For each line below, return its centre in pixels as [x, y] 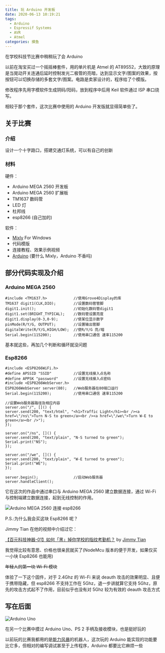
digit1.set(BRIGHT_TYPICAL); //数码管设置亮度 [54, 314]
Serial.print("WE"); [26, 463]
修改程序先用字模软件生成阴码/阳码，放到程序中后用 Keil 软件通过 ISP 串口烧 [82, 90]
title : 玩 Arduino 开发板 [30, 10]
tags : [11, 19]
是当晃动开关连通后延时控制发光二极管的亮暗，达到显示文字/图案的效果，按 [82, 73]
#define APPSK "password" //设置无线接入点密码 [58, 379]
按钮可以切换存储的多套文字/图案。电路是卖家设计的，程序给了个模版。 [77, 79]
